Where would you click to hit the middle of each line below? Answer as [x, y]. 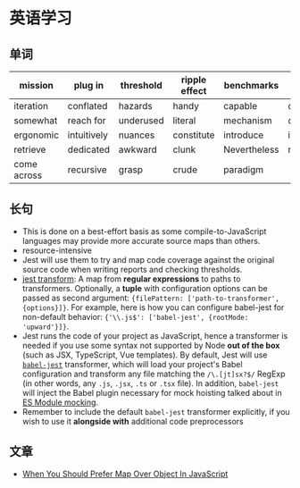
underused [141, 120]
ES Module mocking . [60, 402]
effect [194, 91]
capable [240, 106]
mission [36, 85]
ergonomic [37, 135]
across [28, 175]
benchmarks [251, 85]
